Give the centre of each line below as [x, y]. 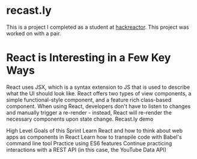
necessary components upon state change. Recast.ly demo [80, 119]
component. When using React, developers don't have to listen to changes [98, 106]
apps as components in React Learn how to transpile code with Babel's [94, 137]
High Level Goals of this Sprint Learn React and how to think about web [95, 130]
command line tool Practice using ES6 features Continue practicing [89, 143]
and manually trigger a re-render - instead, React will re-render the [89, 112]
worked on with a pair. [34, 33]
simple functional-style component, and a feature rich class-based [89, 100]
